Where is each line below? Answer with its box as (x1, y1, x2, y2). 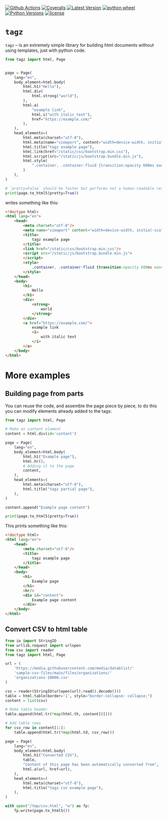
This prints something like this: (5, 523, 68, 529)
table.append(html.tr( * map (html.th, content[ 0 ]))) (5, 712, 112, 717)
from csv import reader (5, 648, 55, 653)
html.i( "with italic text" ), (31, 112, 92, 117)
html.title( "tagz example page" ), (23, 145, 94, 150)
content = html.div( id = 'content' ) (5, 431, 77, 436)
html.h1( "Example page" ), (23, 454, 77, 459)
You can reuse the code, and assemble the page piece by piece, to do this (5, 403, 158, 409)
